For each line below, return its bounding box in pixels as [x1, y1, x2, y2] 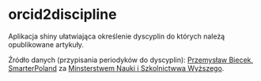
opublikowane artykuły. [8, 39, 85, 49]
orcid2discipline [8, 6, 117, 24]
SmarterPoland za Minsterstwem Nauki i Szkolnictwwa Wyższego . [8, 63, 225, 72]
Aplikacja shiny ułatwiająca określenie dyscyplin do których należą [8, 31, 225, 41]
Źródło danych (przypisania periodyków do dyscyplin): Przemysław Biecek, [8, 55, 254, 64]
